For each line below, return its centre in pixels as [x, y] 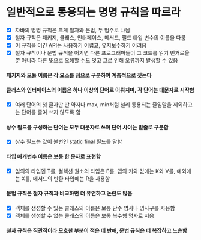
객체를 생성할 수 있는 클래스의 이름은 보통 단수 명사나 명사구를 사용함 [95, 208]
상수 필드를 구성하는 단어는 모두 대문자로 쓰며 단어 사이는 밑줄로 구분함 [88, 127]
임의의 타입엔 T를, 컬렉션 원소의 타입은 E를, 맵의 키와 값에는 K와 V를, [95, 171]
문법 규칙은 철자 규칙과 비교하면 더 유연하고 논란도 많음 [69, 194]
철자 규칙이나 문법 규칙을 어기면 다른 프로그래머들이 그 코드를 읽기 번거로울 [102, 53]
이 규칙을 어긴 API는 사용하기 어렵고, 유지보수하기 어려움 [81, 45]
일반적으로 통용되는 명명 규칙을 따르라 [94, 12]
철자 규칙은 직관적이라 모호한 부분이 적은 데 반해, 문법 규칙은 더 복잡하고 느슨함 [97, 230]
